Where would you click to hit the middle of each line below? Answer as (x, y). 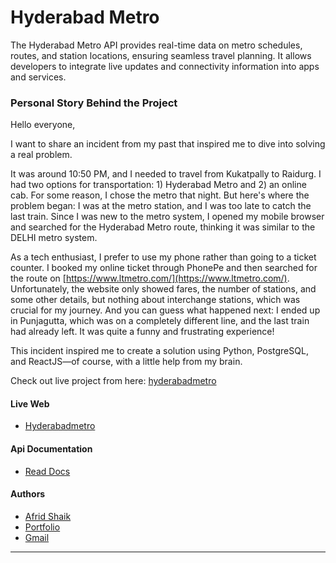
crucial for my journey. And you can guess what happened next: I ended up (165, 310)
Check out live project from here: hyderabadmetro (113, 381)
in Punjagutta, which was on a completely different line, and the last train (160, 321)
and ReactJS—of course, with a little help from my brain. (126, 362)
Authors (28, 494)
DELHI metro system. (54, 238)
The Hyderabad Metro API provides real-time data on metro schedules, (156, 45)
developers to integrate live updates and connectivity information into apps (165, 66)
